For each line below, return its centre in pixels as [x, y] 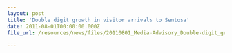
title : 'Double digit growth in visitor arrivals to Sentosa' [98, 20]
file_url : [21, 33]
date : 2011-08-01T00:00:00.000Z [54, 26]
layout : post [26, 13]
